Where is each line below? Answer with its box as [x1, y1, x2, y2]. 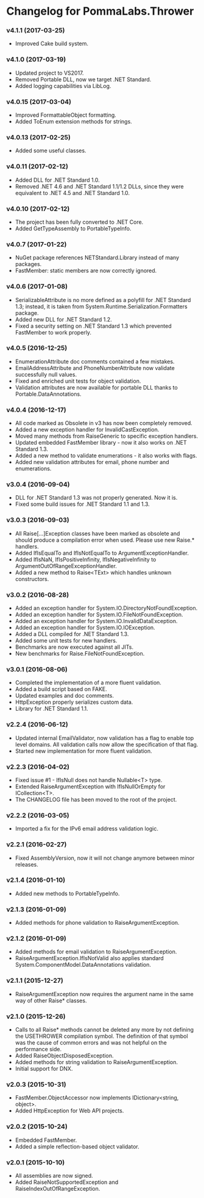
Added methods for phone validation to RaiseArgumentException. [15, 919, 180, 926]
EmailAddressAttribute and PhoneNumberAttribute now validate [15, 364, 175, 371]
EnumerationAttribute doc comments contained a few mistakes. [15, 358, 175, 365]
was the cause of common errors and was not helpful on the [15, 1039, 167, 1046]
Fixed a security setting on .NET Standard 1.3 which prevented [15, 322, 172, 330]
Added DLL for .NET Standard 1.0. [15, 176, 100, 183]
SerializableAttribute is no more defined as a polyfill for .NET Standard [15, 296, 191, 303]
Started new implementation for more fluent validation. [15, 747, 152, 755]
